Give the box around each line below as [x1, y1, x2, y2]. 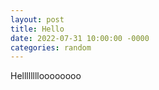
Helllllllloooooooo [10, 70, 82, 82]
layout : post [10, 14, 65, 25]
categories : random [10, 42, 92, 53]
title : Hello [10, 24, 65, 34]
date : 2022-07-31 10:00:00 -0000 [10, 33, 150, 43]
